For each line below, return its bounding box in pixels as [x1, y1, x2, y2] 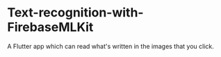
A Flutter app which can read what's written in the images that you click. [7, 42, 214, 50]
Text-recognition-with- [7, 5, 144, 21]
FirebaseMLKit [7, 19, 94, 35]
